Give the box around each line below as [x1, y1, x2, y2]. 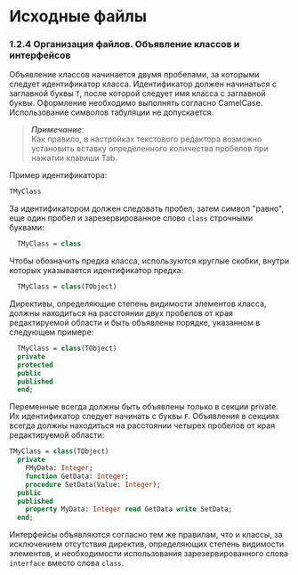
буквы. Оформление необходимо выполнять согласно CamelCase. [9, 98, 263, 109]
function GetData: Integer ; [25, 472, 129, 481]
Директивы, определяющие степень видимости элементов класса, [9, 298, 267, 309]
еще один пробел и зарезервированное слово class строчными [9, 213, 254, 223]
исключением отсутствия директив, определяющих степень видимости [9, 539, 285, 549]
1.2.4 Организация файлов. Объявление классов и [9, 38, 240, 51]
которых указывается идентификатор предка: [9, 265, 184, 276]
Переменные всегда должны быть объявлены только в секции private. [9, 401, 278, 412]
